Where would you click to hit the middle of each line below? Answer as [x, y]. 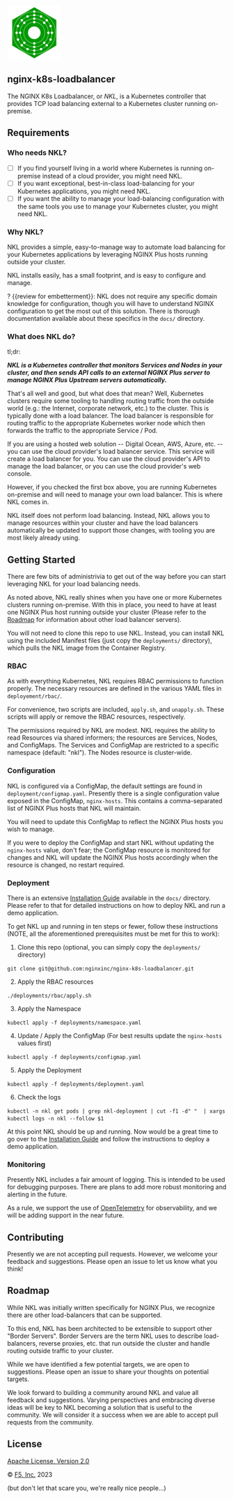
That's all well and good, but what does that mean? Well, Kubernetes [105, 394]
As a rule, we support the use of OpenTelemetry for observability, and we [112, 1208]
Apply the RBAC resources [55, 982]
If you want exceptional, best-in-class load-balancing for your [106, 183]
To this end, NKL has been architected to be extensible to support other [110, 1328]
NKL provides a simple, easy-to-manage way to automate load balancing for [116, 247]
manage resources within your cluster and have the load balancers [103, 523]
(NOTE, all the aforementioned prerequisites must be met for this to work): [113, 934]
